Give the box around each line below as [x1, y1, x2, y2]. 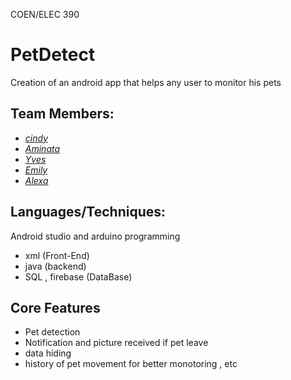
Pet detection [24, 326, 81, 338]
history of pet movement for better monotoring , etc [24, 358, 238, 370]
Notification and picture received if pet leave [24, 337, 209, 349]
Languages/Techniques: [10, 204, 167, 221]
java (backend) [24, 260, 87, 272]
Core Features [10, 299, 101, 316]
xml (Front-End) [24, 249, 90, 261]
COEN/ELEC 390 [10, 9, 80, 20]
